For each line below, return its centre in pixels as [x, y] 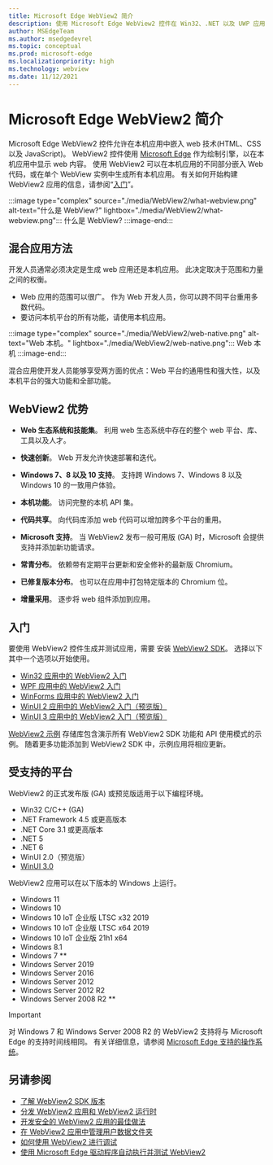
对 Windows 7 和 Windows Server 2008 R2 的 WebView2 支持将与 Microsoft [135, 1031]
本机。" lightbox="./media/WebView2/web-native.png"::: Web [149, 344]
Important [25, 1014]
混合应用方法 [41, 248]
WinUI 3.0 [37, 866]
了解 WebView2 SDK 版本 [63, 1101]
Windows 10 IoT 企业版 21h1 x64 [74, 938]
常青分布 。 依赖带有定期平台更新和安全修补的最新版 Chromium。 [128, 565]
